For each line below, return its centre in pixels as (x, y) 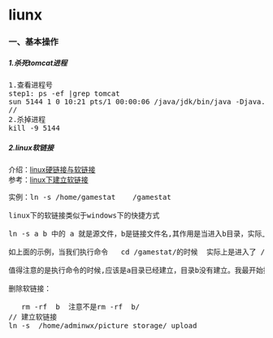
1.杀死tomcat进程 (38, 63)
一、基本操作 (34, 42)
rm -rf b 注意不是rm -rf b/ (81, 307)
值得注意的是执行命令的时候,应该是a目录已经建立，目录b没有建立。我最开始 (136, 271)
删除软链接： (30, 289)
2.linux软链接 (31, 147)
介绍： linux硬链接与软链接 (52, 170)
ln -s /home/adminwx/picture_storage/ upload (103, 326)
